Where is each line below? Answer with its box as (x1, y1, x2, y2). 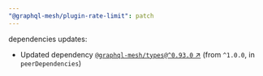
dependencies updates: (8, 34, 88, 44)
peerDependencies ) (19, 58, 82, 68)
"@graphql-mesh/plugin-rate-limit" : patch (8, 11, 154, 20)
